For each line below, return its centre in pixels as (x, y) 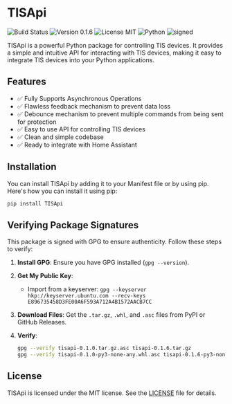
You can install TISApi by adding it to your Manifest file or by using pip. (108, 183)
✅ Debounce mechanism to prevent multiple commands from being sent (120, 114)
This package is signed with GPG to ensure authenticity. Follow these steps (115, 242)
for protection (37, 122)
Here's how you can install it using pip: (62, 191)
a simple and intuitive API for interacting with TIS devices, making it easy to (114, 53)
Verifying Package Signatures (73, 225)
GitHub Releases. (42, 322)
